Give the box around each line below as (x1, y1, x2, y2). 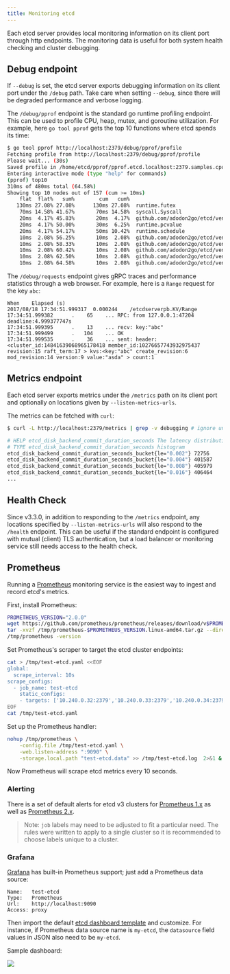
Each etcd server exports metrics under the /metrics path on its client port (7, 391, 218, 399)
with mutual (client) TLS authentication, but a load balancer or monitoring (7, 534, 214, 543)
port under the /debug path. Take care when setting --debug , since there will (7, 89, 220, 97)
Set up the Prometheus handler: (7, 722, 97, 730)
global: (7, 665, 29, 672)
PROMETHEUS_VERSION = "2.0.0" (7, 614, 88, 621)
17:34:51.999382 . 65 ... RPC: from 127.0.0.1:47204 (7, 312, 194, 319)
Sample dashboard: (7, 946, 62, 955)
